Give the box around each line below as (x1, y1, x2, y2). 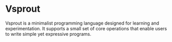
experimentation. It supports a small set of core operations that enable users (5, 25, 167, 31)
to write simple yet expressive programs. (5, 31, 91, 37)
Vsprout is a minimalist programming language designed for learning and (5, 20, 159, 26)
